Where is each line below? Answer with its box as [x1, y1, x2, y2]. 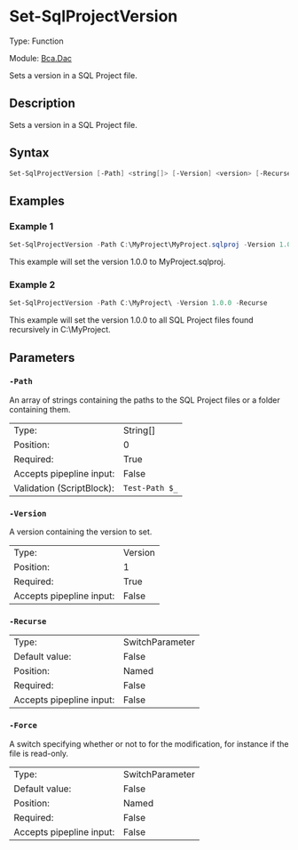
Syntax [9, 145, 50, 161]
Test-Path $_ [122, 483, 179, 493]
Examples [9, 193, 65, 208]
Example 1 [9, 220, 54, 232]
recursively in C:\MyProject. [9, 325, 111, 335]
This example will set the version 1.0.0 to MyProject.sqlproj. [9, 256, 226, 267]
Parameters [9, 349, 75, 365]
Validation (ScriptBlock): [13, 482, 115, 494]
